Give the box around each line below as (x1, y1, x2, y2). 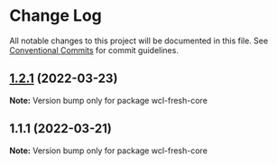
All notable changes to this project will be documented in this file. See (9, 35, 269, 46)
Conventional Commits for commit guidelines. (9, 44, 179, 55)
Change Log (9, 5, 102, 26)
